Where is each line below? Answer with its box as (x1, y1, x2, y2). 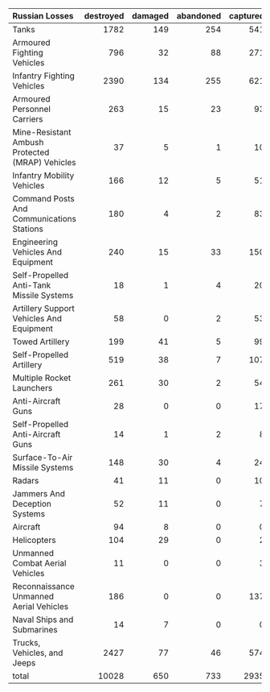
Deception (12, 499, 52, 509)
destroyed (84, 10, 125, 21)
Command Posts (12, 193, 75, 204)
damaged (132, 10, 170, 21)
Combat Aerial (12, 557, 67, 569)
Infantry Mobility (12, 170, 75, 180)
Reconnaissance (12, 581, 75, 591)
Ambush (12, 137, 44, 147)
